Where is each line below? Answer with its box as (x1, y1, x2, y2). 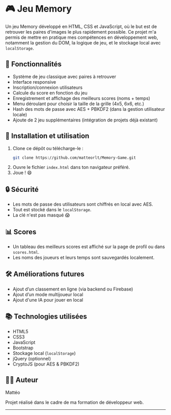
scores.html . (12, 249, 40, 255)
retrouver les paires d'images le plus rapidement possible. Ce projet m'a (5, 29, 157, 35)
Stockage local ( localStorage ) (12, 350, 76, 356)
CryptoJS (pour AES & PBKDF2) (12, 361, 80, 367)
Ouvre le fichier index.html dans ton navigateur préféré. (12, 164, 130, 170)
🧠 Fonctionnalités (5, 60, 62, 68)
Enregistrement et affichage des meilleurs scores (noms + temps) (12, 95, 151, 101)
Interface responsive (12, 79, 56, 85)
